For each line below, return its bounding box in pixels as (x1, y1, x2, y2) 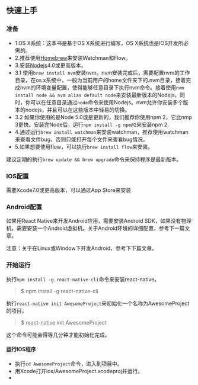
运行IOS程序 (6, 346, 36, 353)
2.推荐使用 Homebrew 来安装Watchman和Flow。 (14, 54, 131, 61)
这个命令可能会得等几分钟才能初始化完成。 (6, 331, 110, 338)
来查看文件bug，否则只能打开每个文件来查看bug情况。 (14, 136, 148, 143)
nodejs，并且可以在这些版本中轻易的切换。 (25, 106, 130, 113)
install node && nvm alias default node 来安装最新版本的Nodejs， (14, 91, 180, 98)
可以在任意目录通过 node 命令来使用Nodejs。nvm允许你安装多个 (30, 98, 184, 105)
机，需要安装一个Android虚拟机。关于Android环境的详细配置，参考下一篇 (6, 224, 185, 232)
